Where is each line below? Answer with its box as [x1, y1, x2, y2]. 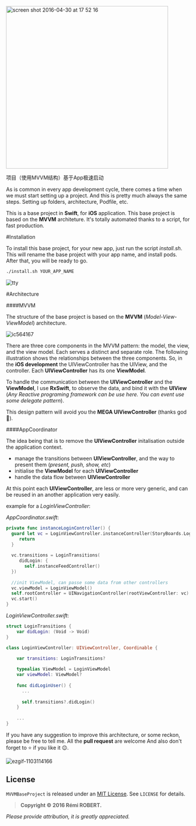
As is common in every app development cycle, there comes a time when [6, 186, 182, 193]
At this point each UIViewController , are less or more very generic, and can [6, 484, 188, 491]
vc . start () [11, 596, 38, 602]
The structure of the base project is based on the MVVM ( [6, 313, 146, 320]
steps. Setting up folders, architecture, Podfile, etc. [6, 199, 128, 205]
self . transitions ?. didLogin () [21, 699, 95, 705]
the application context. [6, 443, 63, 450]
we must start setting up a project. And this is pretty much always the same [6, 192, 187, 199]
